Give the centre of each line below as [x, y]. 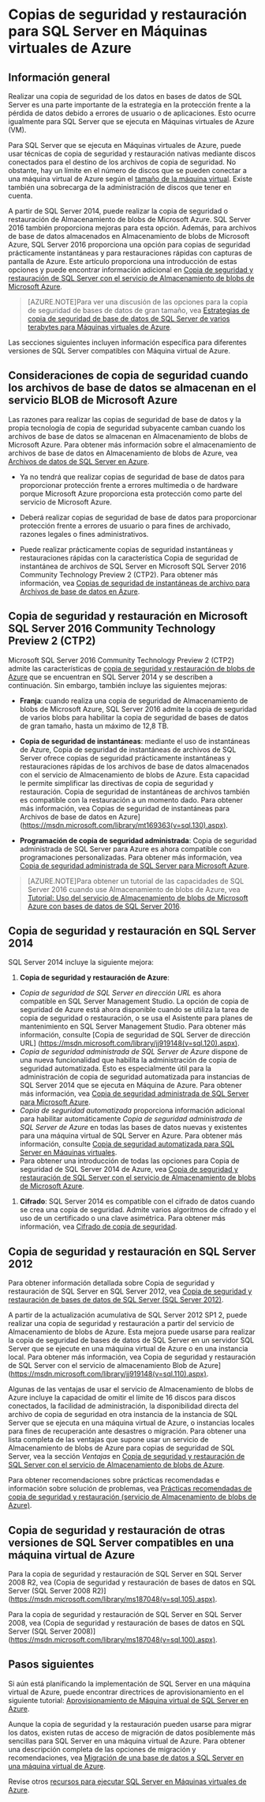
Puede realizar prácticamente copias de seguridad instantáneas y [126, 549]
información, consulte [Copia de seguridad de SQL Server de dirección [135, 1035]
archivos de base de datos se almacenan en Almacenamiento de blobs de [128, 436]
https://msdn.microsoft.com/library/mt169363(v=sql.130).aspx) [124, 825]
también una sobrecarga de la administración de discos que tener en [120, 187]
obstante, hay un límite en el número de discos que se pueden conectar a [127, 170]
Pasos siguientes [51, 1665]
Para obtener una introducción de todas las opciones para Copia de [129, 1161]
